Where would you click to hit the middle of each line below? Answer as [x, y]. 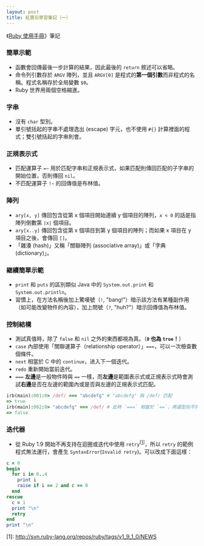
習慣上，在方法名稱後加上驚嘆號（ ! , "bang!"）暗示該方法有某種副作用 [102, 299]
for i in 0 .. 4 [29, 474]
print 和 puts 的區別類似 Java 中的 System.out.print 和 [84, 284]
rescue [15, 497]
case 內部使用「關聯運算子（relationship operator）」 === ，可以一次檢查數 [106, 346]
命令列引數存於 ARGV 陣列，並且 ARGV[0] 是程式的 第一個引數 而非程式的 [102, 75]
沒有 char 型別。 [36, 121]
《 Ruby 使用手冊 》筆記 [33, 35]
